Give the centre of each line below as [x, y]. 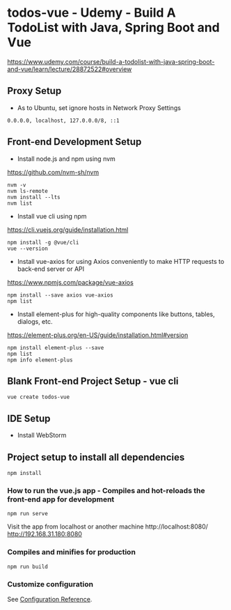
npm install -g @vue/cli [43, 242]
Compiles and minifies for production [71, 552]
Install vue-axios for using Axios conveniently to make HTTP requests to [121, 261]
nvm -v [17, 185]
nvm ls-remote [28, 191]
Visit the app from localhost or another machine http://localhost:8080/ [108, 526]
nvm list [20, 203]
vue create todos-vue [39, 397]
